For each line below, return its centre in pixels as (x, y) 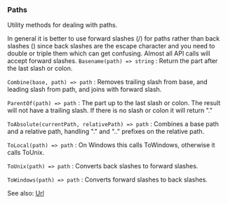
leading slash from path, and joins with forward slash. (85, 90)
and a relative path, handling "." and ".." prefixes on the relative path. (106, 132)
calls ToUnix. (26, 153)
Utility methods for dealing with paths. (62, 25)
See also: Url (26, 193)
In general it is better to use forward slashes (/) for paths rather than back (113, 39)
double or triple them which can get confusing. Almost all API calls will (109, 53)
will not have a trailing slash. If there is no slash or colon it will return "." (110, 111)
